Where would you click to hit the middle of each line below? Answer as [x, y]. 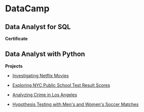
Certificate [17, 38]
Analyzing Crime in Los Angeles [45, 95]
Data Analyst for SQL [38, 27]
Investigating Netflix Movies [40, 75]
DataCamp [27, 9]
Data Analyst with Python [45, 54]
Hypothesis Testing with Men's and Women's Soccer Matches [75, 104]
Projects [14, 66]
